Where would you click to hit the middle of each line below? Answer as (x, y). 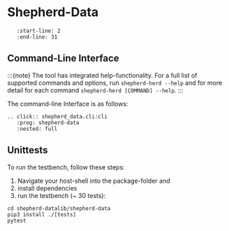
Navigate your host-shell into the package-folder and (94, 181)
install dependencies (47, 188)
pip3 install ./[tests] (42, 214)
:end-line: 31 (37, 37)
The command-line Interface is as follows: (68, 104)
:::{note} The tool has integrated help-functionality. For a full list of (102, 75)
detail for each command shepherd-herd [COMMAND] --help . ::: (95, 90)
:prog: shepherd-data (48, 122)
